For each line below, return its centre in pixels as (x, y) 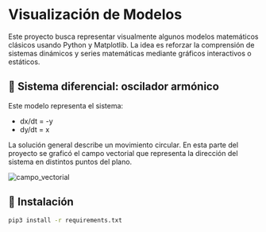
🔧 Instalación (41, 202)
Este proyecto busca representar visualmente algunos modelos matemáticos (133, 36)
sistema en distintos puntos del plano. (70, 162)
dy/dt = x (35, 129)
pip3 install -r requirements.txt (66, 220)
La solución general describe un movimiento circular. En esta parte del (123, 145)
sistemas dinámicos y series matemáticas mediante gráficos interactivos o (130, 53)
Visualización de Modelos (95, 15)
